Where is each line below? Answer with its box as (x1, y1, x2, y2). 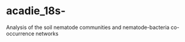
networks (35, 30, 59, 37)
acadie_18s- (6, 4, 66, 18)
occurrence (6, 30, 34, 37)
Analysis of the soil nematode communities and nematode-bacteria (6, 24, 170, 31)
